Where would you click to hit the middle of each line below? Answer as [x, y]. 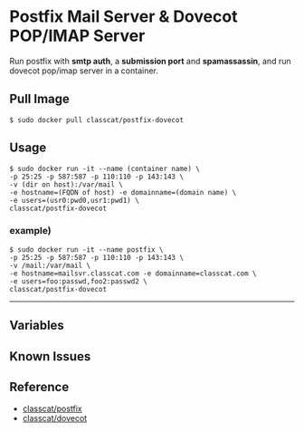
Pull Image [40, 99]
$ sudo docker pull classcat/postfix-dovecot [96, 120]
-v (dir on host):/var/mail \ [66, 184]
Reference [39, 387]
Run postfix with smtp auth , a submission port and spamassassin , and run [150, 61]
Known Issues [50, 356]
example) [30, 231]
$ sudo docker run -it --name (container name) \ [105, 168]
